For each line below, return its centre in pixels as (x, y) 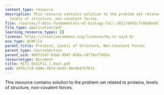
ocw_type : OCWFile (24, 41)
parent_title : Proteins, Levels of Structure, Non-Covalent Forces (75, 46)
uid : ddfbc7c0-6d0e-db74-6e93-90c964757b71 (50, 69)
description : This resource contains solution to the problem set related (83, 14)
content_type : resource (29, 9)
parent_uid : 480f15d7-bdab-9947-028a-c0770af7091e (58, 55)
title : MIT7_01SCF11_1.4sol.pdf (38, 64)
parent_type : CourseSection (34, 50)
